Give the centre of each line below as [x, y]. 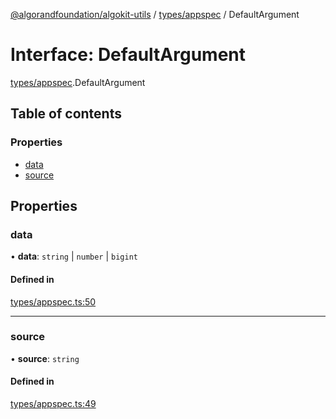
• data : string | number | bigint [74, 256]
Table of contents [66, 114]
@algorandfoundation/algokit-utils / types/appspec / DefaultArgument [155, 14]
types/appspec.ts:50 [53, 301]
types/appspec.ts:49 [53, 404]
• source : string [45, 358]
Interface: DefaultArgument [128, 55]
